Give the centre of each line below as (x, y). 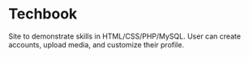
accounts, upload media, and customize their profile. (97, 44)
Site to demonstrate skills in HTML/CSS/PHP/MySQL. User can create (125, 36)
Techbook (43, 14)
